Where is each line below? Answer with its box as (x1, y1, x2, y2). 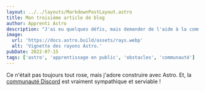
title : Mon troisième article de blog (6, 15, 105, 21)
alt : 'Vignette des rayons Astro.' (12, 43, 103, 49)
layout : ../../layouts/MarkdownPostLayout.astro (6, 9, 132, 15)
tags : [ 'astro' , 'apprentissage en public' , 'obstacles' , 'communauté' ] (6, 54, 195, 60)
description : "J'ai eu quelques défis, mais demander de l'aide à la (6, 26, 187, 32)
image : (6, 32, 23, 38)
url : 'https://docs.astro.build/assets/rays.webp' (12, 37, 143, 43)
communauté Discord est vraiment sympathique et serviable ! (6, 78, 161, 85)
